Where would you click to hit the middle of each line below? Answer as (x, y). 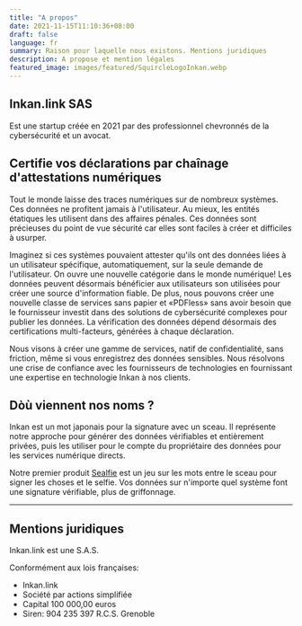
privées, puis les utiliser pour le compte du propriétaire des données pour (145, 446)
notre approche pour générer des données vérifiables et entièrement (137, 436)
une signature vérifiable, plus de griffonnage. (93, 492)
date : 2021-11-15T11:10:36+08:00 (72, 26)
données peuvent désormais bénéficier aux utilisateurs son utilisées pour (145, 283)
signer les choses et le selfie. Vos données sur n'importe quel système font (149, 482)
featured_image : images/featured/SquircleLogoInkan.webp (118, 68)
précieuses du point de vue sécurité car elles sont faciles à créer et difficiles (151, 228)
